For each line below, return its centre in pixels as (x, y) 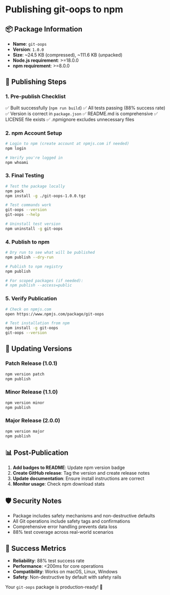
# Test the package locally (35, 186)
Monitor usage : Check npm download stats (59, 484)
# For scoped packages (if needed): (44, 281)
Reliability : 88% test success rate (48, 561)
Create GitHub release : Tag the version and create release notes (81, 473)
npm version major (25, 431)
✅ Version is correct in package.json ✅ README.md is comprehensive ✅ (82, 114)
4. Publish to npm (27, 241)
